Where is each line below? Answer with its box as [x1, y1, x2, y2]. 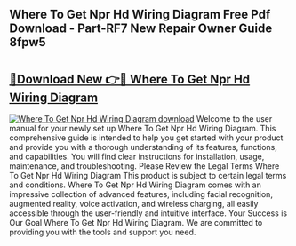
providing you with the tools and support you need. [9, 226, 196, 237]
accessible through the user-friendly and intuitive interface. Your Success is [9, 208, 287, 218]
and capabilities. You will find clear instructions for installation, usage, [9, 151, 265, 162]
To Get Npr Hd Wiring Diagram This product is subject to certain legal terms [9, 171, 287, 180]
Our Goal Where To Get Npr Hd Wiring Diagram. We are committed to [9, 218, 263, 227]
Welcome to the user [196, 114, 273, 123]
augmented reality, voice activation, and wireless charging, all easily [9, 199, 259, 209]
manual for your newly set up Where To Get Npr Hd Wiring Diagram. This [9, 123, 276, 133]
